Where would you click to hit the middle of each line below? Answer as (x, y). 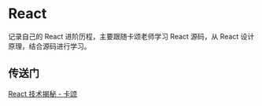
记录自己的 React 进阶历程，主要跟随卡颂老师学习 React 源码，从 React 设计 (131, 36)
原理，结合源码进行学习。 (50, 46)
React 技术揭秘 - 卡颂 (42, 93)
